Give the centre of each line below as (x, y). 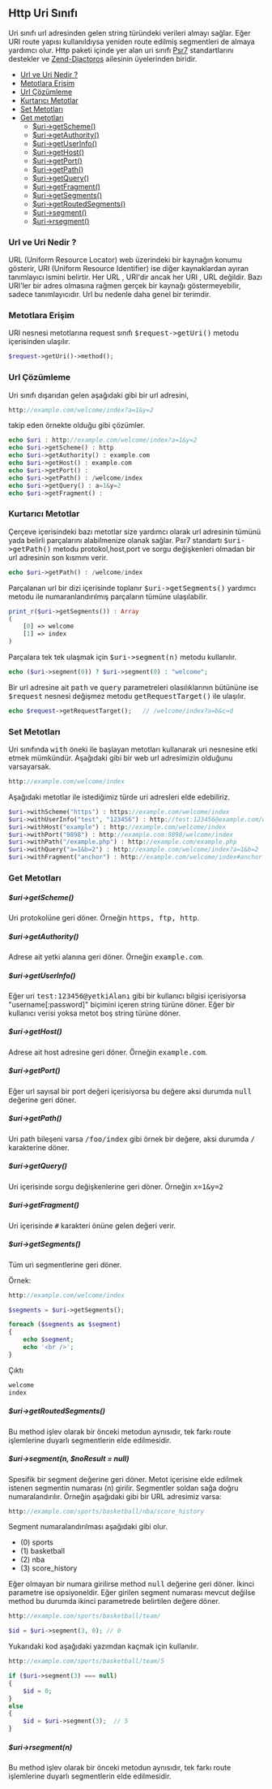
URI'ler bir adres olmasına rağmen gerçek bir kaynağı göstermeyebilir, (125, 286)
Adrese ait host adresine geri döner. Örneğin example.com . (108, 1052)
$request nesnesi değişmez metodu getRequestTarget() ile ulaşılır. (127, 696)
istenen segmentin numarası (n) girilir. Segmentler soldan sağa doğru (123, 1488)
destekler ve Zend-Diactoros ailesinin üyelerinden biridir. (103, 58)
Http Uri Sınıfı (43, 13)
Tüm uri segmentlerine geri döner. (65, 1265)
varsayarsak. (30, 767)
